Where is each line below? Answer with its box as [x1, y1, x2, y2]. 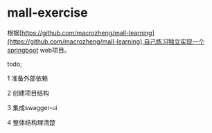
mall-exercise [7, 5, 88, 21]
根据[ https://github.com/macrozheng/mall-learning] [7, 28, 154, 37]
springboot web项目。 [7, 46, 71, 54]
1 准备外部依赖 [7, 74, 48, 82]
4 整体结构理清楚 [7, 118, 55, 126]
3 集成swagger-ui [7, 103, 58, 112]
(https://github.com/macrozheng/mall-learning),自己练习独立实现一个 [7, 37, 205, 46]
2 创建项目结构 [7, 89, 50, 97]
